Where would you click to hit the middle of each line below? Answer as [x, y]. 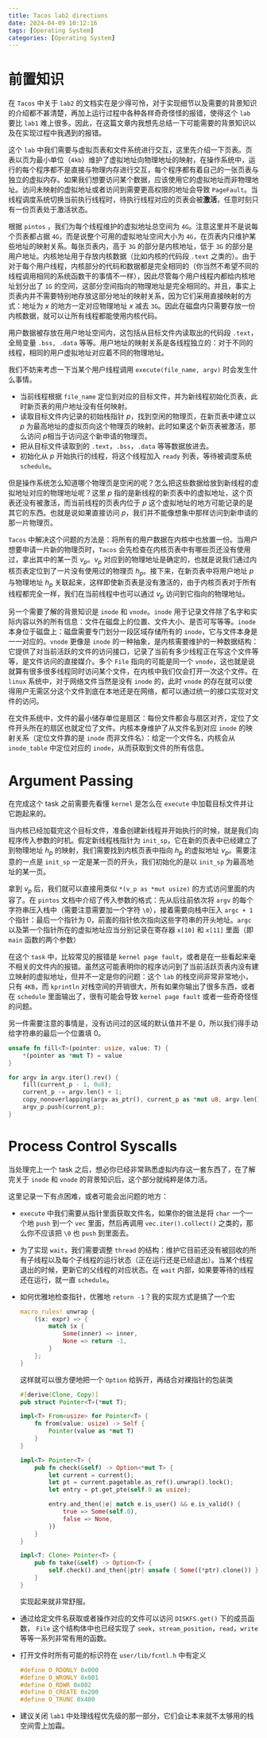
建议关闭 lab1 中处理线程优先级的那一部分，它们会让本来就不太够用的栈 [137, 1716]
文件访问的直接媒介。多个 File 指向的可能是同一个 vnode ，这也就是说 [142, 662]
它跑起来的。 [29, 814]
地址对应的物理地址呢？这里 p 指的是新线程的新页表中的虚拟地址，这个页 [134, 493]
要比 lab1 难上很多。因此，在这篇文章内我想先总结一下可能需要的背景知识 [129, 123]
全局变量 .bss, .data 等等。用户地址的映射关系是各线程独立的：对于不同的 [131, 343]
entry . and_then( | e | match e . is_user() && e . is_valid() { [145, 1504]
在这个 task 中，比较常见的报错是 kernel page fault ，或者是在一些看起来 [129, 956]
